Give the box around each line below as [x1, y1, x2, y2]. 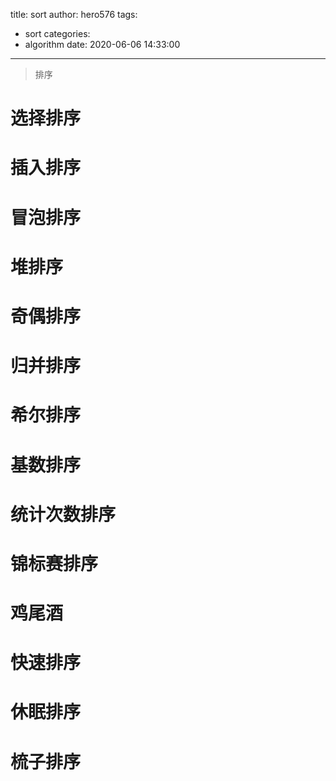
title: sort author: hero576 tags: [10, 9, 138, 20]
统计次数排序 [10, 503, 117, 526]
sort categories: [24, 28, 91, 39]
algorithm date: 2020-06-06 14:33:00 [24, 39, 181, 50]
